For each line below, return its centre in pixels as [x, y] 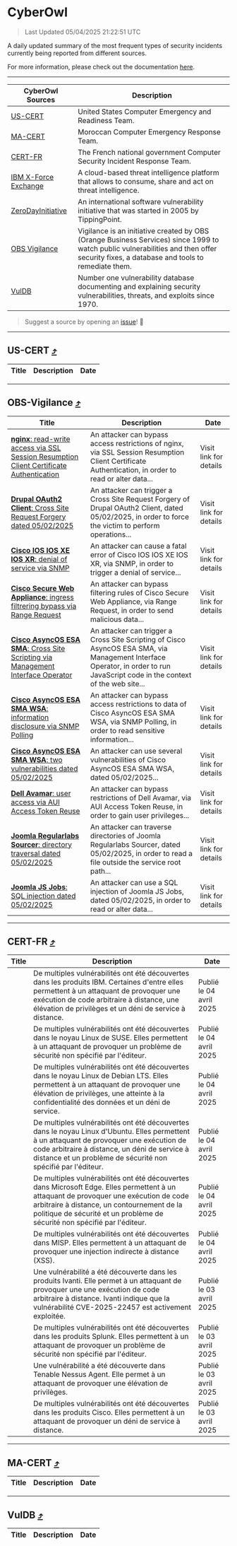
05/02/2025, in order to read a [141, 853]
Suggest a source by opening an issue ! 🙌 [84, 322]
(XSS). [44, 1260]
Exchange [28, 186]
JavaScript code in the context [141, 674]
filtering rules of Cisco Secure [139, 592]
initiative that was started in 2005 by [138, 211]
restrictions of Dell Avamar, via [141, 797]
